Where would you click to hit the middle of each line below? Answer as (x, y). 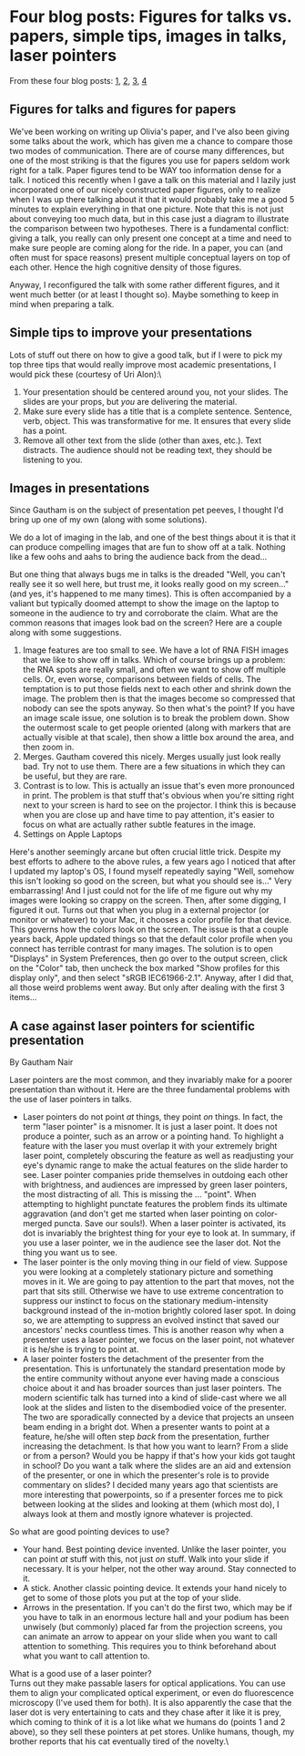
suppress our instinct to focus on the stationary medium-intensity (145, 1301)
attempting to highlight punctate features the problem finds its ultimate (155, 1204)
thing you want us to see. (70, 1253)
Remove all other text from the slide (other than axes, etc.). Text (142, 440)
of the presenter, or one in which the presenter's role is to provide (146, 1475)
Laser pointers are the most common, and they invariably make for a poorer (151, 1080)
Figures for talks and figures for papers (123, 110)
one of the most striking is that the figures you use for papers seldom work (150, 160)
